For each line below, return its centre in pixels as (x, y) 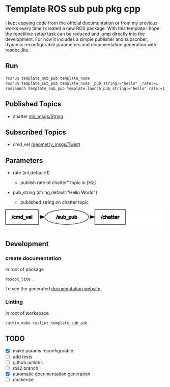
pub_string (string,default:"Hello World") (55, 192)
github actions (28, 362)
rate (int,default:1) (31, 173)
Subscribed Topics (36, 132)
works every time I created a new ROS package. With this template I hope (82, 28)
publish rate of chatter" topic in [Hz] (58, 183)
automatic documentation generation (51, 374)
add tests (22, 356)
